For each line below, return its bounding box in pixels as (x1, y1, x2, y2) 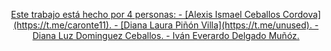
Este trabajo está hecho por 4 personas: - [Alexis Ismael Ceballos (11, 9, 281, 20)
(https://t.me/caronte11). (12, 19, 112, 31)
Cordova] (282, 9, 321, 20)
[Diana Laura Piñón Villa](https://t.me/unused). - (120, 19, 320, 31)
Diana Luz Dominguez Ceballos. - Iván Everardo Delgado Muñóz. (32, 30, 300, 41)
